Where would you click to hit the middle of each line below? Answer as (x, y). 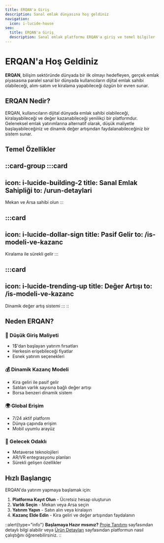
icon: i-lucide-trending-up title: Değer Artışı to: (79, 286)
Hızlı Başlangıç (28, 478)
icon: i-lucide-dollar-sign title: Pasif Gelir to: (74, 235)
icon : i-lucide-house (32, 23)
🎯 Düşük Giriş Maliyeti (32, 335)
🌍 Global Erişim (25, 406)
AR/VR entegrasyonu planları (41, 457)
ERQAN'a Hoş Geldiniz (52, 62)
